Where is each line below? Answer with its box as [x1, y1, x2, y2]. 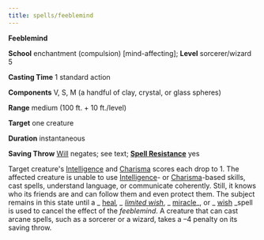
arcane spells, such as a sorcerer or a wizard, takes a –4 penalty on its [8, 214, 238, 223]
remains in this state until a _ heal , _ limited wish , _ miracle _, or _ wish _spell [8, 197, 253, 207]
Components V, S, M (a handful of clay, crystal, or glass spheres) [8, 88, 221, 97]
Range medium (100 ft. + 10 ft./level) [8, 103, 127, 112]
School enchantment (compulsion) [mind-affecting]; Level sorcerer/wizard [8, 48, 251, 58]
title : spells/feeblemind [8, 11, 93, 20]
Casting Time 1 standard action [8, 72, 111, 81]
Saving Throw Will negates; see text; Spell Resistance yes [8, 148, 200, 158]
